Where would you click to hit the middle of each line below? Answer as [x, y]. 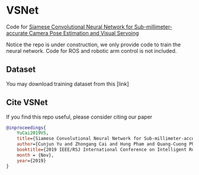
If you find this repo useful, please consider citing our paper [79, 117]
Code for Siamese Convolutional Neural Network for [70, 27]
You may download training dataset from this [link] [68, 84]
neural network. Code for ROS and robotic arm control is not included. [92, 50]
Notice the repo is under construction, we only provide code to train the [94, 44]
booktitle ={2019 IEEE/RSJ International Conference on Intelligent [102, 150]
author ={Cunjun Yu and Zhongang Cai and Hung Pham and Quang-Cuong [102, 144]
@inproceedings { [26, 128]
